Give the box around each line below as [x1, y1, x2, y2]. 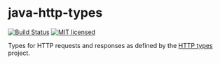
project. [8, 49, 31, 57]
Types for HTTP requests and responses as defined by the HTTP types [8, 41, 213, 49]
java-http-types [8, 5, 103, 21]
